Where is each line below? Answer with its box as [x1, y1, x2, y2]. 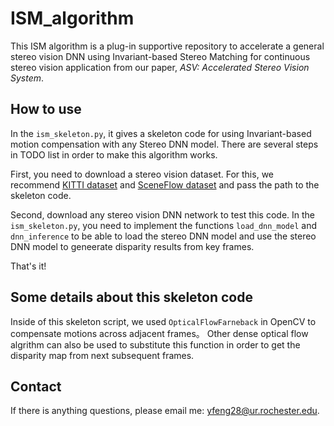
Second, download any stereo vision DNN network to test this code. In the [10, 208, 316, 221]
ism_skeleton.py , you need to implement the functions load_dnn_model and [10, 219, 317, 231]
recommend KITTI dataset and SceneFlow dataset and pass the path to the [10, 178, 320, 191]
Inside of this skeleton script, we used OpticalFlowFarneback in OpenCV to [10, 315, 317, 327]
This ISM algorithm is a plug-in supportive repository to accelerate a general [10, 40, 325, 52]
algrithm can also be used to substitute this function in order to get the [10, 338, 301, 351]
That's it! [10, 260, 47, 272]
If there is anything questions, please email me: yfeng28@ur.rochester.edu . [10, 405, 320, 417]
